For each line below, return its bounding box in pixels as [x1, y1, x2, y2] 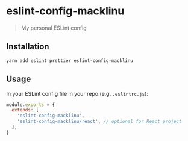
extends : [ [11, 107, 39, 113]
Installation [6, 42, 49, 52]
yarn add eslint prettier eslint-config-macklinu [6, 57, 134, 64]
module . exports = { [6, 101, 55, 108]
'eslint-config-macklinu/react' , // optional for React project [17, 119, 182, 125]
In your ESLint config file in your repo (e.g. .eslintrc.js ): [6, 90, 149, 97]
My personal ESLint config [20, 24, 87, 31]
